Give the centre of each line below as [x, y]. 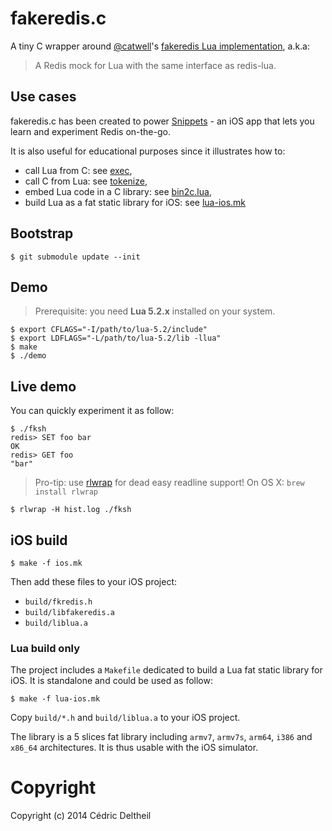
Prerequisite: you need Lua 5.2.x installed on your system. [155, 311]
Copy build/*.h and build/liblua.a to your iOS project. [125, 718]
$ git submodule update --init [75, 257]
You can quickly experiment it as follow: [92, 411]
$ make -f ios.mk [46, 563]
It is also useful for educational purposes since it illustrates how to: [148, 151]
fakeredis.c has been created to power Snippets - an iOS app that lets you [162, 121]
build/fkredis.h [58, 602]
